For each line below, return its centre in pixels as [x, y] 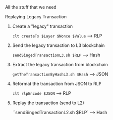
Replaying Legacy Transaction [36, 17]
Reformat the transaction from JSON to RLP [57, 84]
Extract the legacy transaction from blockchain [60, 64]
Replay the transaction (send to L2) [48, 103]
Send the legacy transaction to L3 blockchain [58, 45]
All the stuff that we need [31, 7]
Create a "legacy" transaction [43, 26]
